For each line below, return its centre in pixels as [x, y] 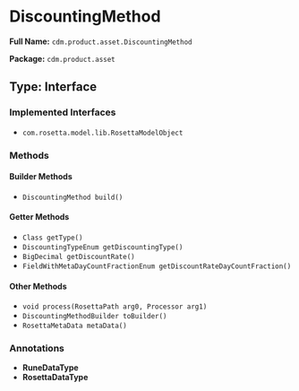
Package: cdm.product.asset [63, 58]
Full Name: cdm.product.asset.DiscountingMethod [101, 41]
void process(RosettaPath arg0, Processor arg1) [115, 307]
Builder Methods [41, 177]
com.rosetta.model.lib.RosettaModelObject [103, 133]
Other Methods [38, 286]
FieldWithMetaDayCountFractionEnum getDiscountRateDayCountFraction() [157, 266]
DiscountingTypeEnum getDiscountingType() [103, 247]
